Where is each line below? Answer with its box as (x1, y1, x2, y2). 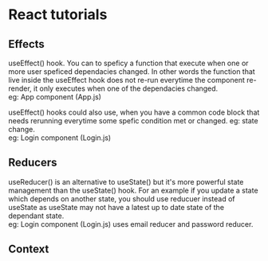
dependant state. (8, 211, 65, 220)
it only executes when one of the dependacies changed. (33, 84, 219, 93)
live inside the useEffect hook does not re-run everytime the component (8, 76, 246, 84)
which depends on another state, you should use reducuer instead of (8, 193, 235, 204)
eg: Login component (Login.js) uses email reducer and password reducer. (8, 219, 254, 228)
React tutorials (8, 6, 108, 24)
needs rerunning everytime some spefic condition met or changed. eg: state (8, 116, 258, 125)
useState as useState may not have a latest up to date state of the (8, 202, 225, 212)
